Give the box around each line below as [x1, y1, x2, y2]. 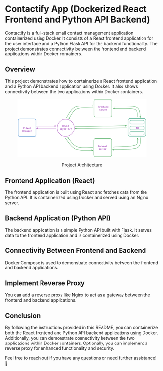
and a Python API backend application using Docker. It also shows [5, 83, 138, 89]
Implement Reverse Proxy [5, 279, 85, 288]
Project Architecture [61, 162, 102, 168]
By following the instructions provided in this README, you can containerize [5, 324, 158, 330]
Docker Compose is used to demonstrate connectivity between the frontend [5, 259, 159, 265]
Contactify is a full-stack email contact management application [5, 30, 134, 36]
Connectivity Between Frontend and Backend [5, 246, 146, 255]
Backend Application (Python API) [5, 214, 111, 222]
